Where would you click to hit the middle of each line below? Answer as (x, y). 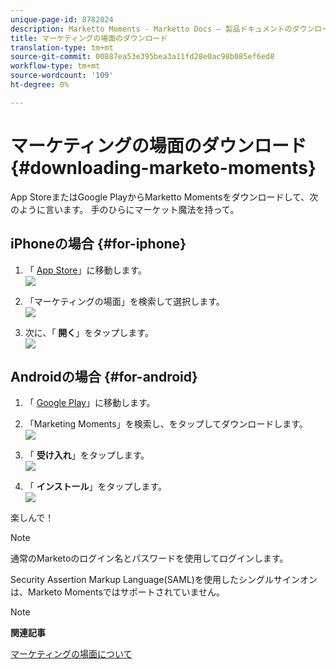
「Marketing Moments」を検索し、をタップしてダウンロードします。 (166, 424)
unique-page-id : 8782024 (62, 19)
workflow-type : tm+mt (55, 66)
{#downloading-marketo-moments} (163, 167)
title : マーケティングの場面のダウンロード (89, 38)
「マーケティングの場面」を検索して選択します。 (124, 301)
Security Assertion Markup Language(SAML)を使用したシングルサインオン (164, 580)
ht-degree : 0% (40, 85)
